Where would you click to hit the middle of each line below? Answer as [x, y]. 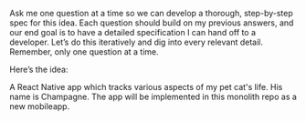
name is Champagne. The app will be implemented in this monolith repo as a [153, 96]
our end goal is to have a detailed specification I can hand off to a [133, 32]
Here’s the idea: [39, 69]
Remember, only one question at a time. [84, 52]
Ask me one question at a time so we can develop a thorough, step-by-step [152, 13]
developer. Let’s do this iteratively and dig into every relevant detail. [136, 42]
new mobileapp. [40, 106]
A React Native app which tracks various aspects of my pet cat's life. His [146, 87]
